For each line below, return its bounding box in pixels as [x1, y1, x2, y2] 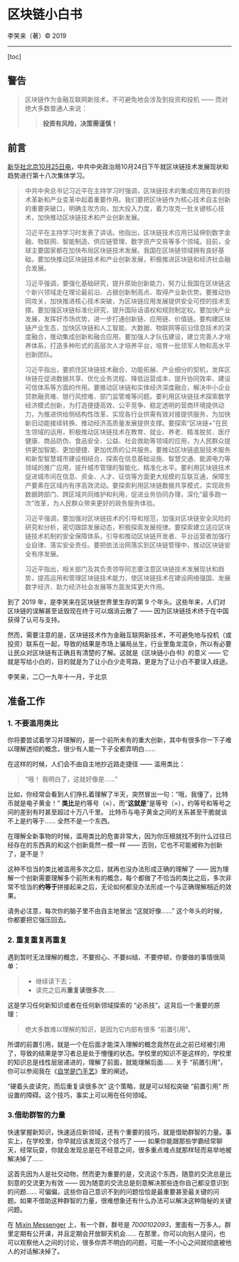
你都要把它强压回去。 [7, 916, 70, 924]
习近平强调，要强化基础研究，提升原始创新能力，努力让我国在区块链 [24, 278, 225, 287]
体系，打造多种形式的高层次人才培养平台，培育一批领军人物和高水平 [31, 341, 231, 350]
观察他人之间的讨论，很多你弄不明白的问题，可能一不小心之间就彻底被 [19, 1238, 225, 1246]
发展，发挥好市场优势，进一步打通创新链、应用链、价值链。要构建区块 [24, 314, 231, 323]
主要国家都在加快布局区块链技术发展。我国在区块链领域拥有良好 [31, 246, 218, 254]
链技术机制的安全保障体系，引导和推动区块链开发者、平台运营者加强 [24, 531, 225, 540]
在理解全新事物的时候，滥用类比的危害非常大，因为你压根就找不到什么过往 [7, 832, 225, 840]
